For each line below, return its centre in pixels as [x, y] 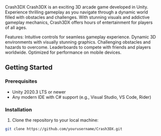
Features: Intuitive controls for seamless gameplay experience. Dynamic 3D [80, 37]
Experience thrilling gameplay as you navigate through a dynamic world [77, 12]
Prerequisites [21, 81]
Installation [19, 109]
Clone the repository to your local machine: [55, 120]
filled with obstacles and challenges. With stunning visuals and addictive [77, 17]
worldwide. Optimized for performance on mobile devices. [63, 52]
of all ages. [16, 28]
